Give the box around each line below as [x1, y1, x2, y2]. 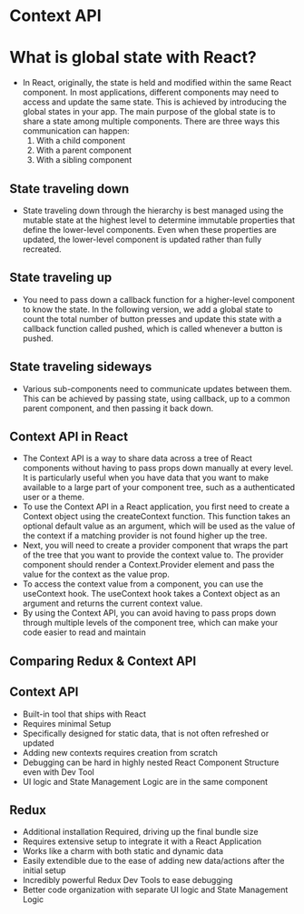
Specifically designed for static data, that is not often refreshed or [22, 728, 270, 738]
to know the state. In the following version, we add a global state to [22, 304, 274, 315]
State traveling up [9, 270, 113, 286]
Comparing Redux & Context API [9, 653, 197, 668]
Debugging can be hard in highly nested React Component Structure [22, 757, 279, 768]
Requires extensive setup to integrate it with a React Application [22, 836, 261, 847]
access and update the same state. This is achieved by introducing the [22, 96, 288, 107]
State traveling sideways [9, 359, 152, 375]
